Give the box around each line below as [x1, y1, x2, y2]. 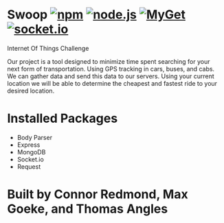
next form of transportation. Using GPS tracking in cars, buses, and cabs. [7, 64, 215, 73]
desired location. [7, 86, 55, 95]
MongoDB [16, 148, 46, 156]
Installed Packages [7, 110, 118, 126]
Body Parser [16, 133, 53, 141]
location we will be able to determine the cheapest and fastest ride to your [7, 79, 218, 87]
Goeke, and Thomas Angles [7, 201, 168, 217]
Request [16, 162, 41, 171]
